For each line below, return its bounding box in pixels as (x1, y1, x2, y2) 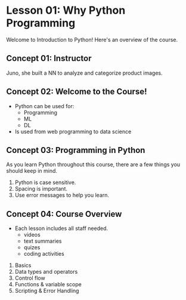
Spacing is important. (14, 185, 67, 192)
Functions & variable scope (14, 281, 82, 288)
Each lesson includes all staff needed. (14, 225, 108, 232)
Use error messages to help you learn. (14, 192, 109, 199)
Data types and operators (14, 268, 78, 275)
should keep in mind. (6, 167, 58, 175)
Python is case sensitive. (14, 179, 76, 186)
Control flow (14, 274, 46, 281)
